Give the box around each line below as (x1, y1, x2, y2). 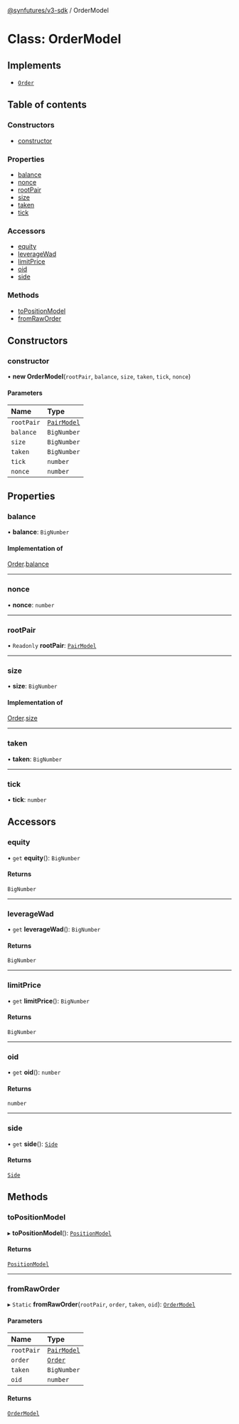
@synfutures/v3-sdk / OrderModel (7, 6, 109, 14)
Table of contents (7, 99, 87, 111)
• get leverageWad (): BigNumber (7, 925, 101, 934)
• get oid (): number (7, 1068, 61, 1077)
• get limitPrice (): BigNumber (7, 996, 90, 1005)
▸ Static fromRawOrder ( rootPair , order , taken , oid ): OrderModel (7, 1300, 196, 1309)
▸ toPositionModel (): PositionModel (7, 1229, 112, 1237)
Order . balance (7, 559, 50, 569)
